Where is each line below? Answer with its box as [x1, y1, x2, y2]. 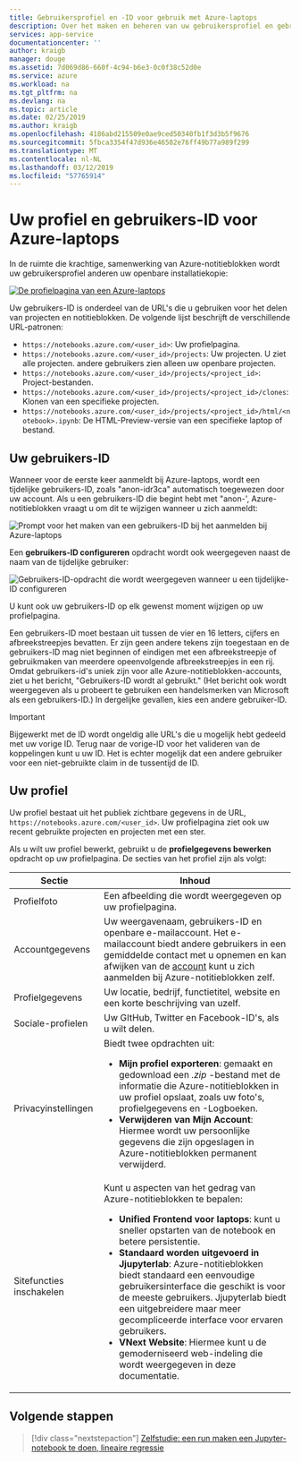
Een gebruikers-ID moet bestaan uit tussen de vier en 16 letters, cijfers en [9, 628, 279, 638]
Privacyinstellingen [13, 1102, 94, 1115]
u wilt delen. [104, 1022, 154, 1035]
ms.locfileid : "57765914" [9, 171, 105, 180]
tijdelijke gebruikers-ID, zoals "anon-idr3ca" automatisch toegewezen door [9, 484, 285, 494]
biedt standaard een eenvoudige [119, 1269, 255, 1281]
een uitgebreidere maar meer [119, 1302, 241, 1314]
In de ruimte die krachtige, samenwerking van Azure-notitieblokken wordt [9, 259, 280, 269]
